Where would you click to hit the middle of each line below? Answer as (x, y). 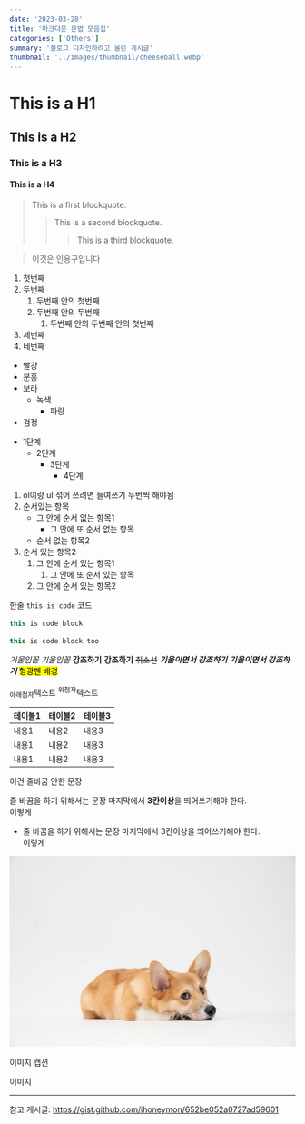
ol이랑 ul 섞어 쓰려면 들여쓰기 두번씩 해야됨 (98, 494)
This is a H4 (32, 184)
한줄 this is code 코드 (51, 605)
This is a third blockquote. (125, 240)
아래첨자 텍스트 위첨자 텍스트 (54, 692)
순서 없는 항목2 (63, 540)
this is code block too (54, 641)
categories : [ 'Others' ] (54, 38)
